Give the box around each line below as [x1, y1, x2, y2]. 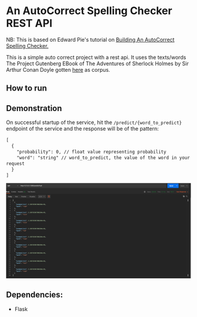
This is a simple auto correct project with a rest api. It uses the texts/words [6, 54, 186, 61]
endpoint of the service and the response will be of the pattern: [6, 125, 159, 132]
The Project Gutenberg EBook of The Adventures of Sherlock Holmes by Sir [6, 60, 189, 67]
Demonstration [6, 103, 63, 113]
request [6, 161, 25, 167]
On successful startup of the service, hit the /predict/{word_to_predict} [6, 119, 182, 126]
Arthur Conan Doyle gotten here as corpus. [6, 66, 110, 73]
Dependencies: [6, 290, 63, 300]
